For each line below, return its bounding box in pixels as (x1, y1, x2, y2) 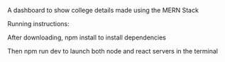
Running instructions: (7, 20, 70, 27)
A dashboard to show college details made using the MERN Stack (7, 6, 199, 14)
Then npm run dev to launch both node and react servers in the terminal (7, 47, 219, 55)
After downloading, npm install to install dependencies (7, 33, 167, 42)
